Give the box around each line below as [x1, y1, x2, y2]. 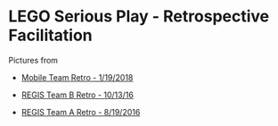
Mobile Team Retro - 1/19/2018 [20, 71, 134, 82]
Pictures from [8, 55, 59, 65]
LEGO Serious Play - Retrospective [8, 6, 269, 27]
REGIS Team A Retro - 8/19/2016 [20, 106, 141, 117]
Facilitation [8, 25, 93, 46]
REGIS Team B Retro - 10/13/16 [20, 89, 135, 100]
